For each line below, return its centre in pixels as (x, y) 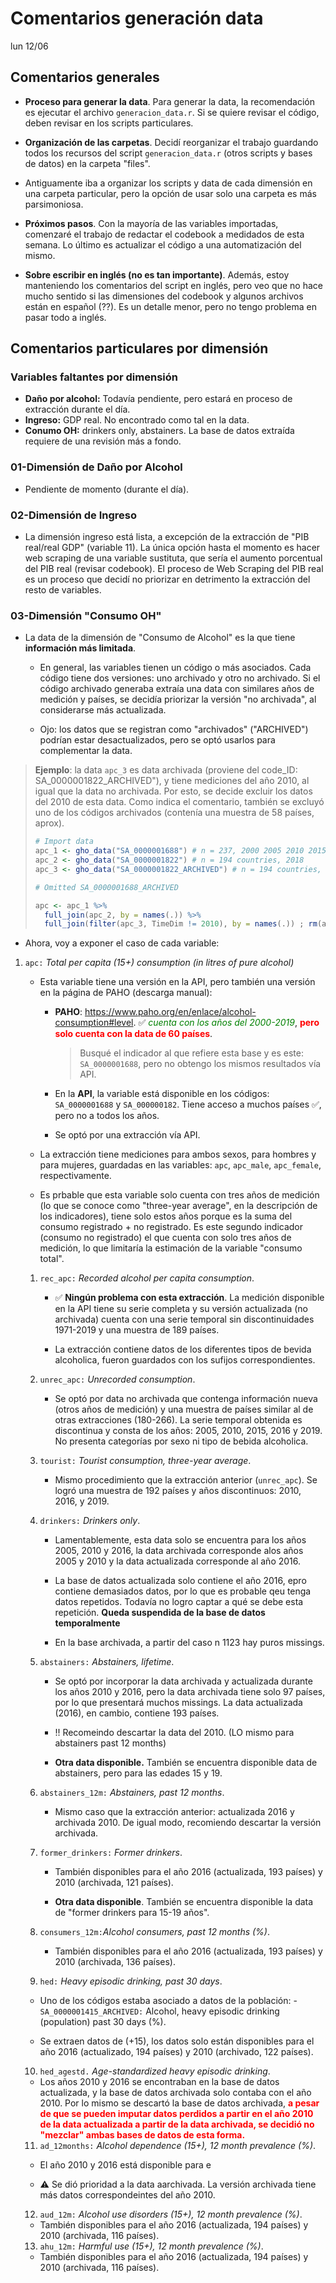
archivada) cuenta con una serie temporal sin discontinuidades (184, 1319)
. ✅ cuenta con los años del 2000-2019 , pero (226, 1023)
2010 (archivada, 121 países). (114, 1883)
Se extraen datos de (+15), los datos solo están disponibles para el (177, 2041)
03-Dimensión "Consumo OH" (86, 615)
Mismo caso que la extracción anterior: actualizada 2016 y (174, 1812)
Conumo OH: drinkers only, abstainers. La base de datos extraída (159, 431)
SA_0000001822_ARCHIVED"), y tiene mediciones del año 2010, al (172, 781)
